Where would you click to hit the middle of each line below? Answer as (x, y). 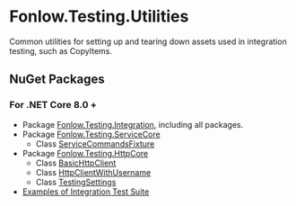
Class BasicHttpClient (76, 163)
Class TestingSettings (76, 182)
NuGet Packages (57, 80)
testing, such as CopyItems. (61, 50)
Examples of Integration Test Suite (86, 192)
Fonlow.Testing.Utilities (99, 17)
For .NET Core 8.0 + (53, 105)
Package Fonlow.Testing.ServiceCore (91, 134)
